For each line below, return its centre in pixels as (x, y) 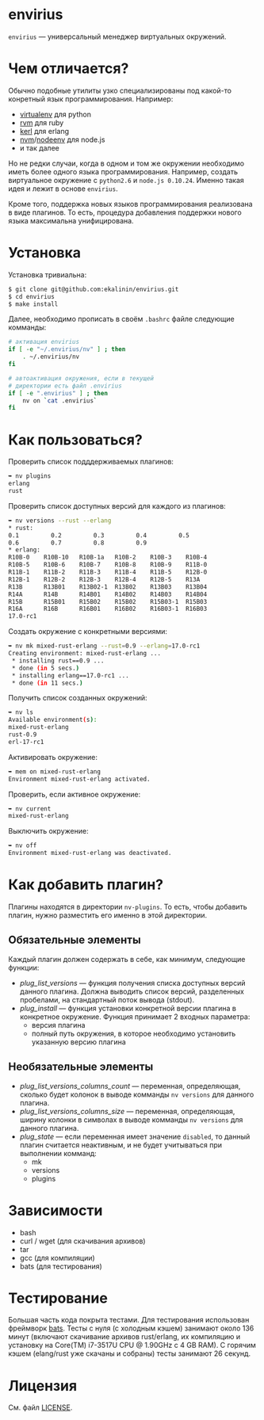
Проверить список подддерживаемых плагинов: (91, 462)
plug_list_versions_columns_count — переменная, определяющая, (130, 1086)
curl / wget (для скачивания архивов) (82, 1241)
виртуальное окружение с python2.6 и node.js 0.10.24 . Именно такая (126, 180)
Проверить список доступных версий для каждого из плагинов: (117, 506)
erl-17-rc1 (26, 742)
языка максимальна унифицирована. (71, 220)
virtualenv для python (55, 114)
